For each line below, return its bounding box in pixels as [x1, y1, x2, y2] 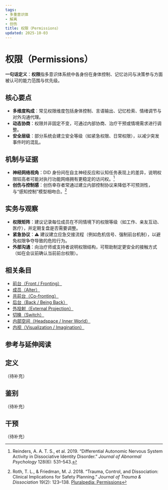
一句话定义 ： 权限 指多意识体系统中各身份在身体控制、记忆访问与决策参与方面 [5, 71, 163, 77]
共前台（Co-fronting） [12, 293, 59, 299]
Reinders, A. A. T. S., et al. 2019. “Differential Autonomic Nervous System [12, 448, 163, 454]
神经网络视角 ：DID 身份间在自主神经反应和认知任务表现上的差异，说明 [12, 169, 157, 175]
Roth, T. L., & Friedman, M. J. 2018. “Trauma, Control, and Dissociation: [12, 468, 158, 474]
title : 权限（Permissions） [5, 26, 61, 31]
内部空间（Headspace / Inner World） [12, 318, 91, 324]
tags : [5, 7, 16, 13]
